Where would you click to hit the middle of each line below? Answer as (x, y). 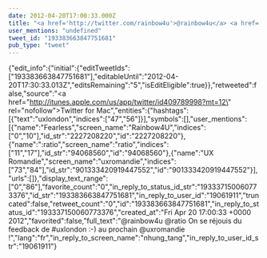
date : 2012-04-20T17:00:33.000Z (62, 16)
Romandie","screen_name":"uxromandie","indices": (92, 161)
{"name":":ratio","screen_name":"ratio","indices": (89, 145)
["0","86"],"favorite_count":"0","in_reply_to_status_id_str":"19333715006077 (133, 187)
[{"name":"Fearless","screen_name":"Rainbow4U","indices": (107, 128)
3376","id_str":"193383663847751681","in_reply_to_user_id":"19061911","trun (134, 196)
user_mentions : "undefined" (55, 30)
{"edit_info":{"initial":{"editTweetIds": (69, 68)
